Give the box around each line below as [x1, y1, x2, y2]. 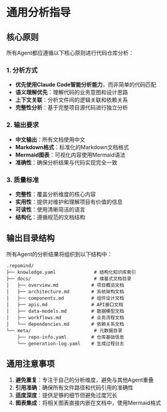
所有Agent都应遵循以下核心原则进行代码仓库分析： [6, 50, 135, 56]
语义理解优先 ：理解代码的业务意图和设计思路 [15, 89, 128, 96]
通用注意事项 [6, 359, 55, 369]
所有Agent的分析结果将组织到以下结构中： [6, 250, 113, 257]
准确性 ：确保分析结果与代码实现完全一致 [15, 158, 117, 166]
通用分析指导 [6, 6, 72, 20]
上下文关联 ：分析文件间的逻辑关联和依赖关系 [15, 96, 128, 104]
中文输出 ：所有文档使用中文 [15, 136, 86, 143]
